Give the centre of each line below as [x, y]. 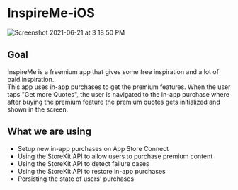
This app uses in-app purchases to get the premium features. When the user [119, 87]
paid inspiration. [31, 79]
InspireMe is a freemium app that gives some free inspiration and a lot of [113, 71]
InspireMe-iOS [51, 13]
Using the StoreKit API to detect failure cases [84, 163]
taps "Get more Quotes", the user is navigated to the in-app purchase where [119, 94]
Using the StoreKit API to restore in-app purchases [91, 171]
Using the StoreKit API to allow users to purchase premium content [115, 156]
